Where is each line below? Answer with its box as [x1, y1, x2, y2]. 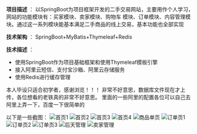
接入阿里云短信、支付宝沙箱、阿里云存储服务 [14, 66, 125, 73]
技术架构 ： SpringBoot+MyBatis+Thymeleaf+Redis [6, 33, 133, 40]
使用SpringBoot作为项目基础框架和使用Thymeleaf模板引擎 [14, 59, 158, 66]
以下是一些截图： [6, 114, 48, 121]
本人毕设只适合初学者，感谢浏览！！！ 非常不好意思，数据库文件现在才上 [6, 86, 186, 93]
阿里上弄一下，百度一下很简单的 [6, 101, 85, 108]
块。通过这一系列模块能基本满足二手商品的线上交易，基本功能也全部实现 [6, 21, 184, 27]
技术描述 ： [6, 46, 34, 53]
